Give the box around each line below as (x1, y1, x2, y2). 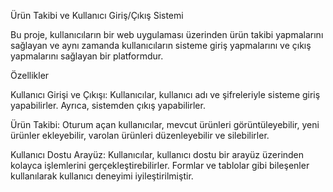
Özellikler (10, 70, 50, 81)
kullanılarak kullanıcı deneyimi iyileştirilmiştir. (10, 170, 194, 182)
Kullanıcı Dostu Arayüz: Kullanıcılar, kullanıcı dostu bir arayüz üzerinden (10, 149, 305, 160)
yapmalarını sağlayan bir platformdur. (10, 50, 164, 62)
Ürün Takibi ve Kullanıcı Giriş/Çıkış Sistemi (10, 10, 184, 21)
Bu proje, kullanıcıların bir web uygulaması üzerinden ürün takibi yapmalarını (10, 29, 324, 40)
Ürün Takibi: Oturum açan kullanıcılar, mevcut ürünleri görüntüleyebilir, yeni (10, 119, 320, 130)
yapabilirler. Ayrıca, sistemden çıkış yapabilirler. (10, 100, 206, 111)
